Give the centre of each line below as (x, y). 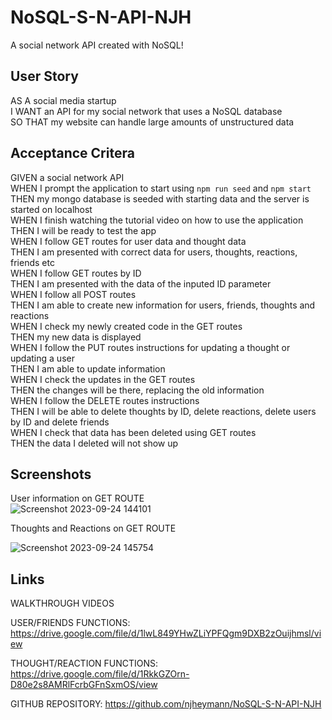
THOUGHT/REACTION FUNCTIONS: (84, 663)
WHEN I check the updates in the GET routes (103, 379)
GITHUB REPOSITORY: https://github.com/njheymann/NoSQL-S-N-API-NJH (166, 704)
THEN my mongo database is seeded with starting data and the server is (160, 198)
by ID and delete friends (60, 422)
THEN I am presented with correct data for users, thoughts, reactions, (154, 252)
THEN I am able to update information (88, 368)
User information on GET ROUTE (77, 498)
